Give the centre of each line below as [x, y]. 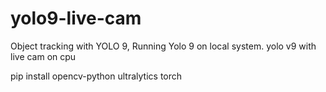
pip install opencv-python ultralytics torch [96, 76]
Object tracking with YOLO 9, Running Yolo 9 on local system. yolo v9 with [163, 46]
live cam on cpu [43, 56]
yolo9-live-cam [76, 18]
